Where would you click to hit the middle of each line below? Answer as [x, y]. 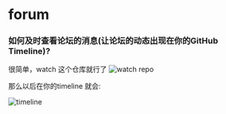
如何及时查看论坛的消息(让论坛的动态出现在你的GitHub [113, 41]
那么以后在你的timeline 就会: [55, 86]
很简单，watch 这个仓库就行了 [58, 70]
